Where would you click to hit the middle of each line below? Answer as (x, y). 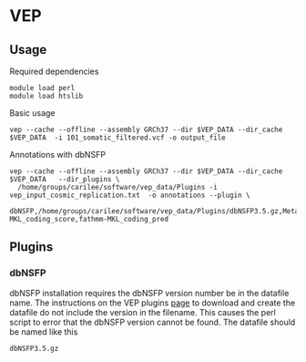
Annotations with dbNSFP (58, 155)
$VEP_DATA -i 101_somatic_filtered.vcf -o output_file (117, 138)
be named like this (44, 331)
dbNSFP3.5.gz (34, 348)
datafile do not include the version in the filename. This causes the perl (143, 312)
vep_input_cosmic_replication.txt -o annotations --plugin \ (130, 195)
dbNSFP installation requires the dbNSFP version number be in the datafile (149, 293)
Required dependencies (54, 71)
